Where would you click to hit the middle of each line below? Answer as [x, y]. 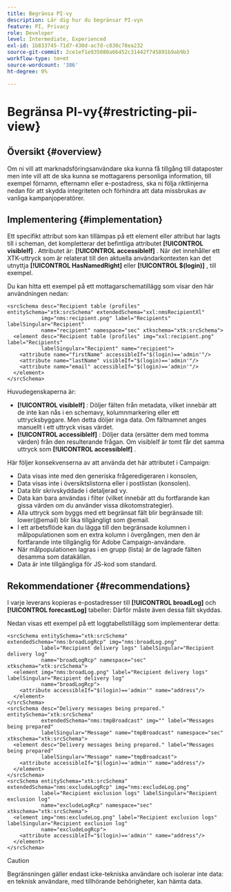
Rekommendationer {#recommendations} [99, 586]
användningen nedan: [38, 294]
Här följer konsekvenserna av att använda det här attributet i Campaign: [109, 463]
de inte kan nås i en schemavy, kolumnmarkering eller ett [98, 413]
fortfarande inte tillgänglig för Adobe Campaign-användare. [101, 542]
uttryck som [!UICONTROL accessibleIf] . [77, 449]
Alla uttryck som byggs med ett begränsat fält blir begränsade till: [110, 513]
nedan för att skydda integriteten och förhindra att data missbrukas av [107, 190]
